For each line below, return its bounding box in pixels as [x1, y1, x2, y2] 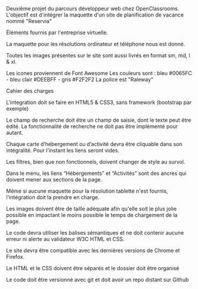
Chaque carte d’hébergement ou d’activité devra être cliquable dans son [6, 141, 183, 147]
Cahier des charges [6, 87, 54, 94]
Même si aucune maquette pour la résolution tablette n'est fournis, [6, 187, 168, 194]
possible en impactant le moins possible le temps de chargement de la [6, 212, 178, 218]
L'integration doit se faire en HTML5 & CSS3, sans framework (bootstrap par [6, 99, 192, 106]
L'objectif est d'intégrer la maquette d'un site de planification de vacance [6, 11, 184, 18]
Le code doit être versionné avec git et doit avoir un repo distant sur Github [6, 276, 189, 283]
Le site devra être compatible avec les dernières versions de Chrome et [6, 247, 180, 254]
